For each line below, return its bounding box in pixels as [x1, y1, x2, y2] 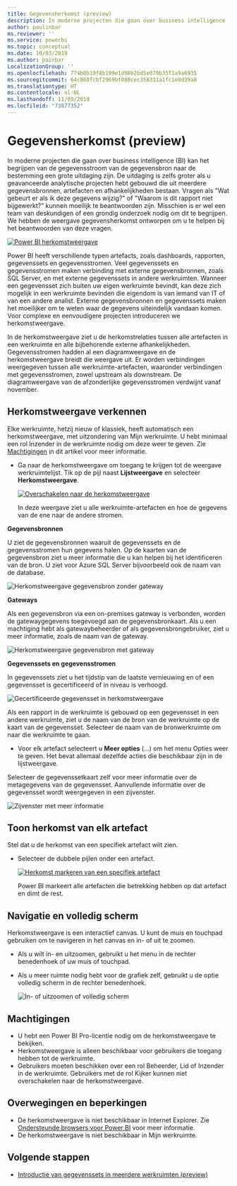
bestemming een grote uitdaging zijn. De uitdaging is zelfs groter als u [7, 171, 211, 180]
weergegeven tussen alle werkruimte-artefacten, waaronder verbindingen [7, 362, 222, 371]
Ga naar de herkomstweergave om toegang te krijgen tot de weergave [17, 460, 222, 469]
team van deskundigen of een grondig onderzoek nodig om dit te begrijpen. [7, 209, 228, 217]
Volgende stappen [7, 1151, 90, 1163]
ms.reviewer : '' [7, 30, 55, 37]
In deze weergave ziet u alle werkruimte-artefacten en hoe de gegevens [17, 503, 228, 511]
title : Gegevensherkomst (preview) [7, 10, 112, 18]
